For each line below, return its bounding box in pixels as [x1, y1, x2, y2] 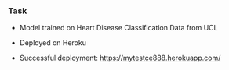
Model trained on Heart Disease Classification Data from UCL [19, 23, 218, 33]
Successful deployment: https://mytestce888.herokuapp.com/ [19, 53, 221, 63]
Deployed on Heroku [19, 38, 86, 47]
